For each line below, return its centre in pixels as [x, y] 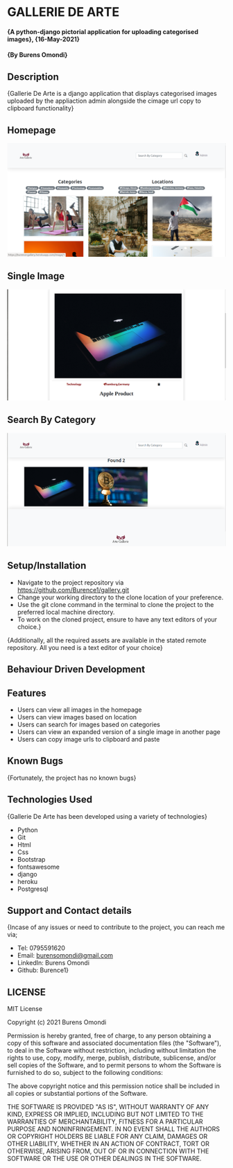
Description [33, 77]
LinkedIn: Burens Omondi [53, 963]
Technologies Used [50, 800]
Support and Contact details [69, 911]
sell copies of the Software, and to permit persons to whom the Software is [114, 1065]
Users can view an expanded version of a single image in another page [119, 732]
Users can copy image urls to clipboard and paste [88, 740]
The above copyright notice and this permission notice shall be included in [113, 1086]
